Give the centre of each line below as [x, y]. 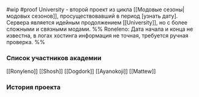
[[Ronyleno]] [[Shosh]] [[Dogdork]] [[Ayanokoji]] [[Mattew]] [81, 71]
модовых [18, 16]
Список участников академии [54, 58]
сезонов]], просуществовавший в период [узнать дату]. [105, 16]
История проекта [34, 87]
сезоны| [174, 10]
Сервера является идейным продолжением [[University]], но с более [97, 22]
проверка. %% [26, 42]
